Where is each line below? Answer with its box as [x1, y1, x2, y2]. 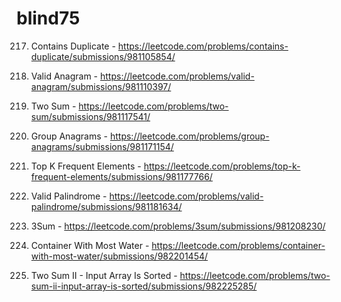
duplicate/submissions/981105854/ [30, 50, 176, 62]
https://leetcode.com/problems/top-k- [143, 160, 301, 172]
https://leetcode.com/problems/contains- [117, 40, 289, 52]
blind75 [16, 7, 81, 30]
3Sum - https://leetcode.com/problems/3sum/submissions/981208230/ [30, 220, 326, 232]
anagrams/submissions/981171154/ [30, 140, 174, 152]
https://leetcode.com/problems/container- [151, 239, 326, 251]
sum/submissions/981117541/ [30, 110, 151, 122]
